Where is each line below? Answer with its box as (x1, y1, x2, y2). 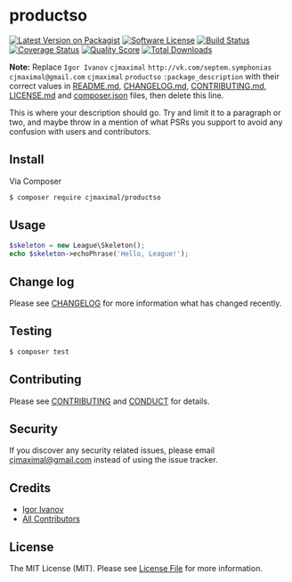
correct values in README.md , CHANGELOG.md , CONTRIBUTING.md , (9, 80, 267, 91)
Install (9, 152, 45, 168)
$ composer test (9, 347, 69, 357)
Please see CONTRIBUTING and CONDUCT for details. (9, 396, 210, 406)
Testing (9, 324, 53, 339)
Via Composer (9, 176, 62, 186)
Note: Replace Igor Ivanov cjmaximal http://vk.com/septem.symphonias (9, 61, 272, 72)
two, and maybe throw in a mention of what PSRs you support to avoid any (9, 117, 283, 127)
